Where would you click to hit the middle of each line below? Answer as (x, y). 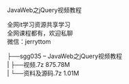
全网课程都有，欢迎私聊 (40, 33)
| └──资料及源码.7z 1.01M (43, 73)
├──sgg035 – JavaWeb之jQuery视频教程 (65, 56)
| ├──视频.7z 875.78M (39, 65)
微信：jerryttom (29, 42)
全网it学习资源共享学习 (39, 25)
